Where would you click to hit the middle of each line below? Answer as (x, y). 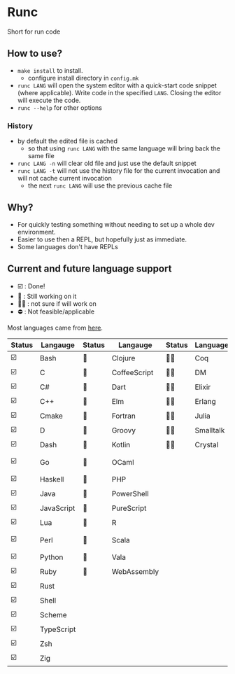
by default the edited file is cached (67, 141)
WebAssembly (135, 572)
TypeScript (58, 629)
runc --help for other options (60, 107)
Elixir (203, 387)
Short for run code (34, 31)
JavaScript (57, 508)
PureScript (129, 508)
